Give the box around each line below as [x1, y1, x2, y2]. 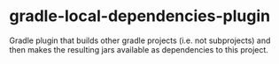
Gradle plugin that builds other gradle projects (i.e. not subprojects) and [9, 35, 271, 46]
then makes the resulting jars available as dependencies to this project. [9, 44, 268, 54]
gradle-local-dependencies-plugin [9, 6, 271, 26]
